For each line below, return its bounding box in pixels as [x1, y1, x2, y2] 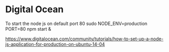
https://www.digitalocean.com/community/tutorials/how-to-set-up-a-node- [5, 36, 164, 42]
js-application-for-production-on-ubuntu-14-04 [5, 41, 105, 47]
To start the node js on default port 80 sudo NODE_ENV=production [5, 20, 148, 27]
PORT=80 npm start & [5, 25, 51, 32]
